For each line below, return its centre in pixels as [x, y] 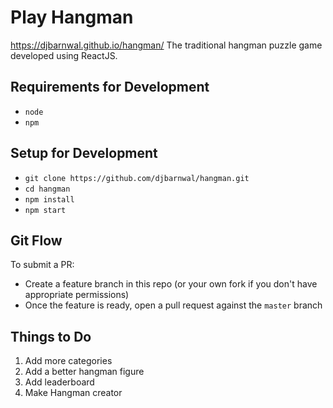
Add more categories [68, 361]
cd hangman [47, 189]
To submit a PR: [42, 265]
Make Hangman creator [73, 393]
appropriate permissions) [77, 295]
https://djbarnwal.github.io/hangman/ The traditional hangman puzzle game [166, 45]
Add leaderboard [59, 382]
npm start [45, 210]
